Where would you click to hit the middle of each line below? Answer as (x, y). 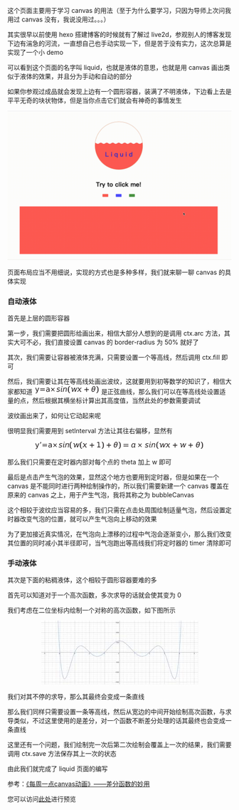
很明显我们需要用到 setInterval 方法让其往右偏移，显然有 (90, 430)
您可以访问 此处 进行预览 (42, 799)
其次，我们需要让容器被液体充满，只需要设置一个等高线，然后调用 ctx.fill (114, 357)
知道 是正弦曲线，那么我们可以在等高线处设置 (119, 391)
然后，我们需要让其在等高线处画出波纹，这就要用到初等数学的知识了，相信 (116, 381)
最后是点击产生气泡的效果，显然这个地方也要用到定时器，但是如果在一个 (113, 477)
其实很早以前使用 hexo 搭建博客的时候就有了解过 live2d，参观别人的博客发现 (119, 35)
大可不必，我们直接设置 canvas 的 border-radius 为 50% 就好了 (106, 342)
